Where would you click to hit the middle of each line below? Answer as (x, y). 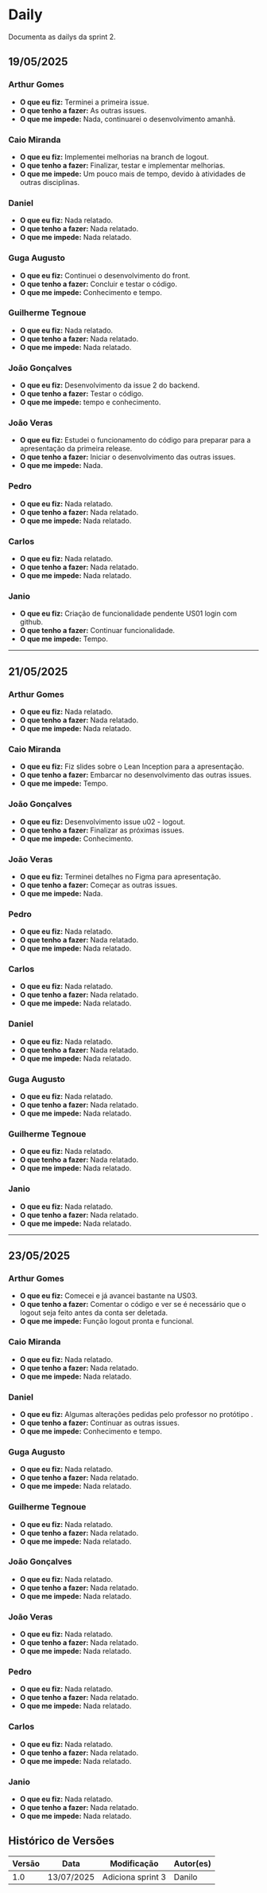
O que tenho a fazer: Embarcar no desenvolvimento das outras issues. (135, 775)
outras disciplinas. (50, 182)
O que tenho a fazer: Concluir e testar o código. (98, 284)
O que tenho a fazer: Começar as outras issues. (99, 885)
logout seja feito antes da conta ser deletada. (94, 1313)
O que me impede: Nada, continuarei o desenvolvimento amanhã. (128, 119)
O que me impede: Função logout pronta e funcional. (107, 1321)
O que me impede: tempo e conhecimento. (90, 402)
